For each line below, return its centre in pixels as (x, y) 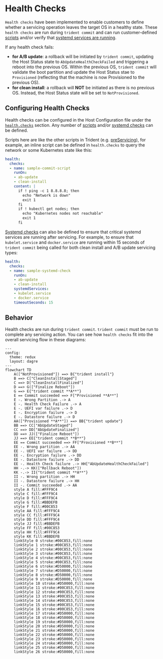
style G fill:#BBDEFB (36, 503)
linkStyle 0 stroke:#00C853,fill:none (53, 541)
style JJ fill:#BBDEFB (37, 524)
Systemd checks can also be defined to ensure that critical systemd (73, 232)
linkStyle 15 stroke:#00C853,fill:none (54, 605)
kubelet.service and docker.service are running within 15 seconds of (75, 242)
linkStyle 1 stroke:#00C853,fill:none (53, 545)
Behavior (19, 318)
